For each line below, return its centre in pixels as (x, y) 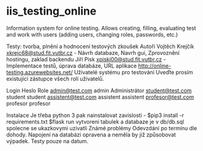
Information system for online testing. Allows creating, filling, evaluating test (101, 28)
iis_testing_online (51, 11)
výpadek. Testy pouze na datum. (47, 141)
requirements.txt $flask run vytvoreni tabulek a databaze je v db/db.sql (95, 121)
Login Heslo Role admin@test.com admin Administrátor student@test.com (99, 90)
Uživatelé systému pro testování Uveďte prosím (133, 72)
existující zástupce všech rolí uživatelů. (55, 79)
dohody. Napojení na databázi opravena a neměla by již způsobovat (91, 135)
